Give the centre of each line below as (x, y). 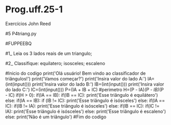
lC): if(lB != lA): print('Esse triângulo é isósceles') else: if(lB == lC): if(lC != (82, 106)
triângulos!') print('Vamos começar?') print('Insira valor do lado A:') (76, 78)
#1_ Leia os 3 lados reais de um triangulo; (49, 53)
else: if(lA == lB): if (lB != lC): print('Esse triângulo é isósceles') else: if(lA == (85, 100)
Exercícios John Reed (28, 24)
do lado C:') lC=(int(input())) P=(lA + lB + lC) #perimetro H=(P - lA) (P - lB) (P (85, 89)
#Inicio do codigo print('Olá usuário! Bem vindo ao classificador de (76, 73)
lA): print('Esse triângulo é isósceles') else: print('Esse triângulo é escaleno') (86, 111)
